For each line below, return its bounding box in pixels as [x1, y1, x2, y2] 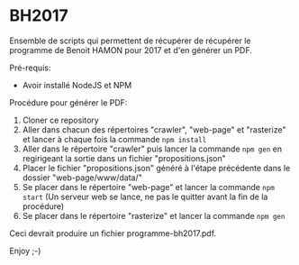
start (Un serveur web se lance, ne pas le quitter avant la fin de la [22, 191, 268, 202]
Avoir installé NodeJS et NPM [22, 79, 132, 90]
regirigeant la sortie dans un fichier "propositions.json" [22, 152, 227, 163]
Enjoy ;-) [9, 245, 41, 256]
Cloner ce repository [22, 114, 99, 125]
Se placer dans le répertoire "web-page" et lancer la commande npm [22, 181, 275, 192]
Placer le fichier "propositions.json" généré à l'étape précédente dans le [22, 162, 291, 173]
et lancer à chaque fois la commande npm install [22, 133, 207, 144]
